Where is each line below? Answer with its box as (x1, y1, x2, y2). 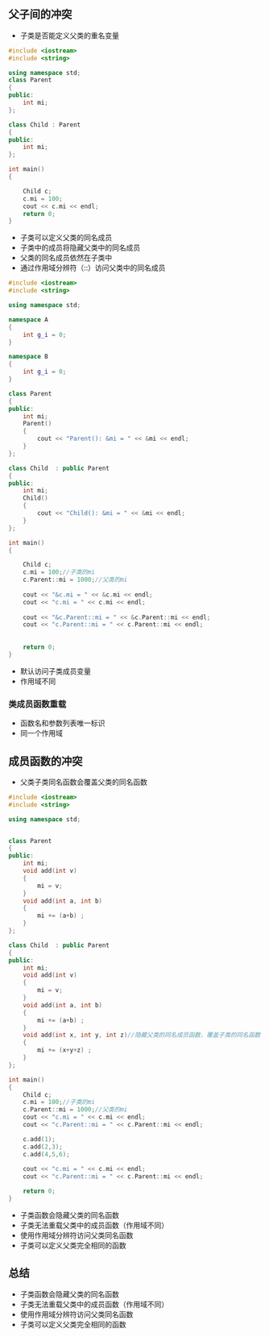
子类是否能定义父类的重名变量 (19, 31, 119, 40)
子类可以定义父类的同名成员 (19, 233, 113, 243)
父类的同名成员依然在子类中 (19, 253, 113, 263)
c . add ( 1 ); (23, 1135, 56, 1143)
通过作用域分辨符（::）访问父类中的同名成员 (19, 263, 166, 272)
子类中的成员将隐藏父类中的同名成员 (19, 243, 141, 252)
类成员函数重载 (8, 698, 67, 709)
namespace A (8, 315, 48, 324)
